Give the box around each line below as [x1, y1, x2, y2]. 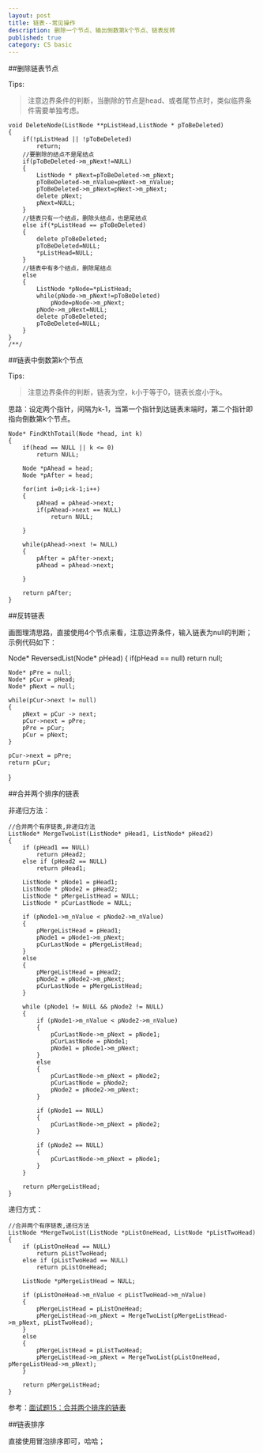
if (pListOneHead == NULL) [22, 1243, 111, 1251]
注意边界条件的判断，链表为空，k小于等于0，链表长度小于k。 [27, 388, 227, 397]
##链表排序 [8, 1420, 45, 1429]
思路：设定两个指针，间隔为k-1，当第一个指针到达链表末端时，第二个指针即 [8, 404, 254, 414]
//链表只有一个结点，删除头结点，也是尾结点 [22, 214, 148, 222]
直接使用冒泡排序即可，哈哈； [8, 1436, 105, 1446]
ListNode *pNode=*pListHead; [36, 286, 133, 293]
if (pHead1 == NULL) [22, 844, 90, 852]
